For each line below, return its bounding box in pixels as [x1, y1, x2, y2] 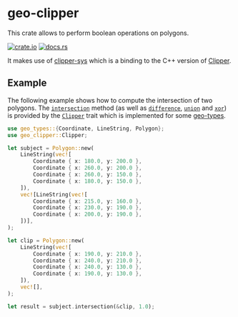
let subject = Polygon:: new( [7, 144, 94, 151]
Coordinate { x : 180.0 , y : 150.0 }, [33, 177, 142, 185]
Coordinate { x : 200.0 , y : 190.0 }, [33, 211, 142, 218]
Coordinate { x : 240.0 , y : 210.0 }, [33, 257, 142, 264]
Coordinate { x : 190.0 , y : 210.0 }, [33, 250, 142, 258]
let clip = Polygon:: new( [7, 237, 84, 244]
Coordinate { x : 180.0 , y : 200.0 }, [33, 158, 142, 165]
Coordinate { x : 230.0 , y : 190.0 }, [33, 204, 142, 211]
